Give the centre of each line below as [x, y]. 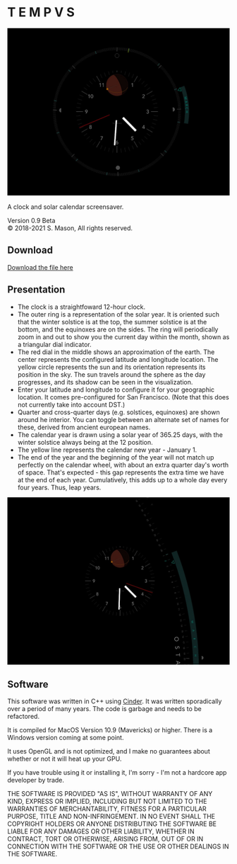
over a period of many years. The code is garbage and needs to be [105, 709]
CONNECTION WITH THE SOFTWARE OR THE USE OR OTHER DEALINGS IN [118, 846]
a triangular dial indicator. [54, 344]
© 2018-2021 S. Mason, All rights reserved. [70, 228]
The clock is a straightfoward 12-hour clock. [81, 307]
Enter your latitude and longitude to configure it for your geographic [116, 390]
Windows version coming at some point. [66, 738]
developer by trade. [36, 780]
